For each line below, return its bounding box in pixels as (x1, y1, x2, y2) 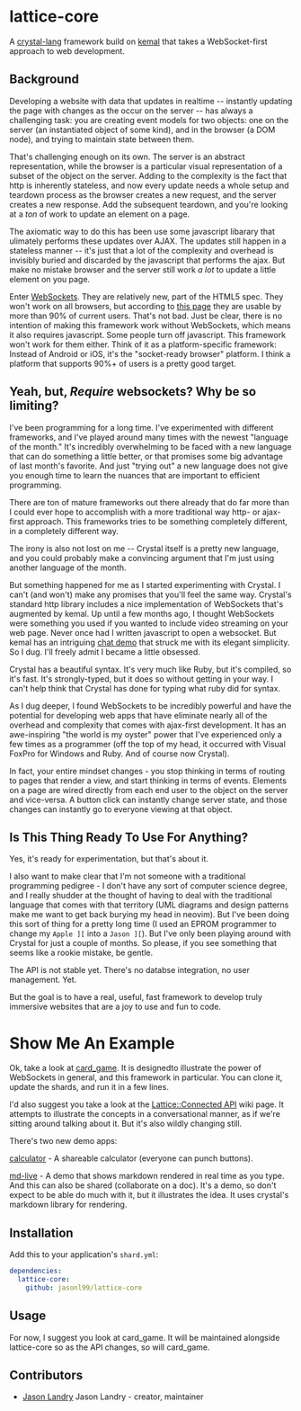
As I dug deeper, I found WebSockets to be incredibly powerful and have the (9, 700, 292, 711)
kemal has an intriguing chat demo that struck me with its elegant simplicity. (9, 637, 290, 647)
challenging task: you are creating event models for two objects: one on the (9, 114, 289, 125)
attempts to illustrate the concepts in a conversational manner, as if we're (9, 1109, 281, 1120)
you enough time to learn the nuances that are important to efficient (9, 469, 261, 480)
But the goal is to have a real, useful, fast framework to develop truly (9, 992, 263, 1003)
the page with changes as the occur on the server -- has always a (9, 105, 253, 116)
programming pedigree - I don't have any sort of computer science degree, (9, 880, 288, 891)
